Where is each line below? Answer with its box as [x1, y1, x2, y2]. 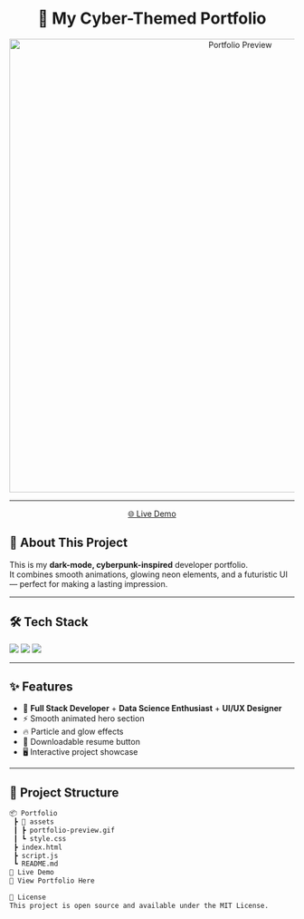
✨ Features [9, 679, 73, 694]
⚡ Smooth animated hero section [22, 713, 145, 724]
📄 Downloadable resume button [22, 737, 140, 748]
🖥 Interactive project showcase [22, 747, 138, 758]
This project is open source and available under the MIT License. [9, 901, 270, 910]
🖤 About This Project [9, 535, 128, 551]
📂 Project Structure [9, 785, 119, 800]
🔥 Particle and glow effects [22, 726, 124, 738]
